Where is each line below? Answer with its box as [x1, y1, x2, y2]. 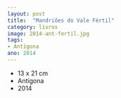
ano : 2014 [7, 50, 37, 57]
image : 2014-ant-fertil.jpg [7, 30, 90, 37]
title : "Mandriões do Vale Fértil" [7, 17, 115, 24]
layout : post [7, 10, 46, 18]
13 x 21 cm [17, 68, 49, 78]
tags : [7, 37, 23, 44]
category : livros [7, 23, 58, 30]
